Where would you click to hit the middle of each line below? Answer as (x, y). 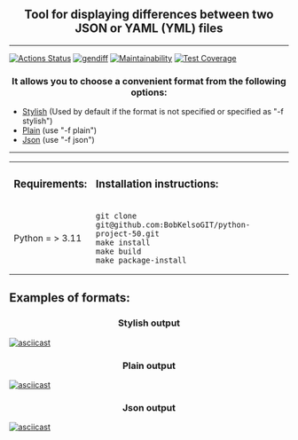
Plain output (149, 365)
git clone (117, 216)
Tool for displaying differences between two (149, 15)
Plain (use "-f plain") (59, 130)
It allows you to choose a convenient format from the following (149, 81)
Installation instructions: (157, 185)
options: (149, 92)
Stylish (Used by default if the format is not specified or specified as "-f (153, 112)
